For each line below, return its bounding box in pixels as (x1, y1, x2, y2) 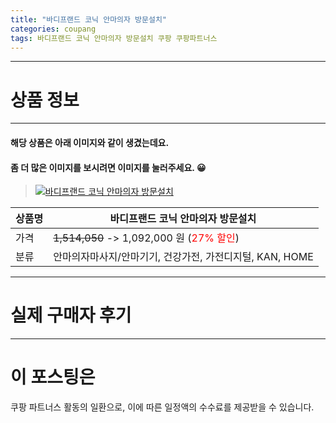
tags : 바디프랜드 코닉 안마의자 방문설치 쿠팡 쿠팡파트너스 (10, 33, 218, 43)
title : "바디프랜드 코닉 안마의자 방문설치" (10, 14, 168, 25)
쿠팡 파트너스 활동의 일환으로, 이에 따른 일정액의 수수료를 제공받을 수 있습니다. (10, 401, 315, 413)
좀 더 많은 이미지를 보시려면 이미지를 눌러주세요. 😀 (10, 161, 207, 173)
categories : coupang (10, 24, 97, 34)
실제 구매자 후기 (10, 304, 132, 327)
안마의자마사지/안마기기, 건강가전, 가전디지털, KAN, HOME (53, 250, 314, 264)
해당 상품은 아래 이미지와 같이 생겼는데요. (10, 136, 170, 148)
